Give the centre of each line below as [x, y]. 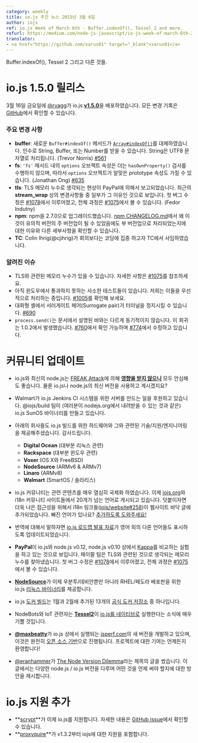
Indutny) [25, 209]
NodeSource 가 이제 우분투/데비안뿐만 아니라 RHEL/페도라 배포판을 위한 [98, 582]
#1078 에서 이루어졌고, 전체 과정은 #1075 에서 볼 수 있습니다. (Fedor [103, 202]
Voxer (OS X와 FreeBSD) [53, 460]
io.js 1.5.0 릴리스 [46, 88]
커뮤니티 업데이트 [45, 361]
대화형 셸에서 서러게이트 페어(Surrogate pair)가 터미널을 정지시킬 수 [93, 306]
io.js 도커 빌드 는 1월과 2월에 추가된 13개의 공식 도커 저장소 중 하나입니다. [98, 602]
